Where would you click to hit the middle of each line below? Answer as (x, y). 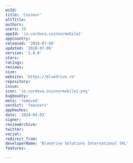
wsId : (11, 10)
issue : (12, 86)
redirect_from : (21, 139)
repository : (18, 81)
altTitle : (16, 19)
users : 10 (16, 29)
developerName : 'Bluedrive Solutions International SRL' (67, 144)
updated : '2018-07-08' (29, 48)
